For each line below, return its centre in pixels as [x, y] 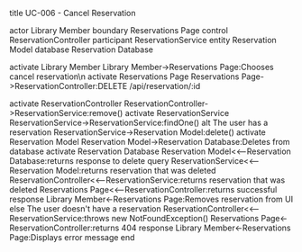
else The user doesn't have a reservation [85, 209]
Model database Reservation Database [81, 49]
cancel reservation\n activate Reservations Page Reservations [124, 76]
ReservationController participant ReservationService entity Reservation [143, 40]
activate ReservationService [177, 113]
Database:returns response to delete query [89, 161]
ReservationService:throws [59, 218]
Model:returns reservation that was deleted [136, 171]
